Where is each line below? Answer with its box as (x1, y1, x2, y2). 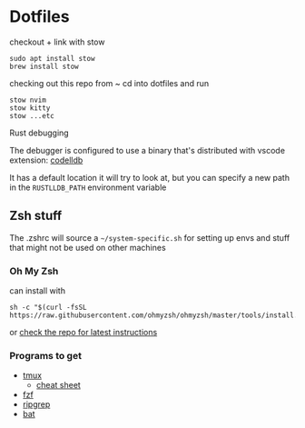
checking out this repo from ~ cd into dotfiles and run (9, 77, 210, 88)
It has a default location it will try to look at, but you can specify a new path (9, 172, 290, 183)
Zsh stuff (9, 208, 63, 224)
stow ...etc (9, 111, 54, 120)
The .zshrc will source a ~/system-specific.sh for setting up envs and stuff (9, 232, 290, 243)
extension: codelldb (9, 154, 84, 165)
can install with (9, 285, 66, 296)
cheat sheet (35, 380, 82, 391)
